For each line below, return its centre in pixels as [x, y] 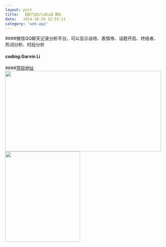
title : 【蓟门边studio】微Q [33, 14]
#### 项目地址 [19, 68]
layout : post [19, 10]
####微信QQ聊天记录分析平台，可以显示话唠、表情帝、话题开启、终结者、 [82, 38]
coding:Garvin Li [23, 56]
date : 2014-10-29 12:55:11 [35, 19]
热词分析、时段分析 [25, 45]
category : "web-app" [27, 24]
